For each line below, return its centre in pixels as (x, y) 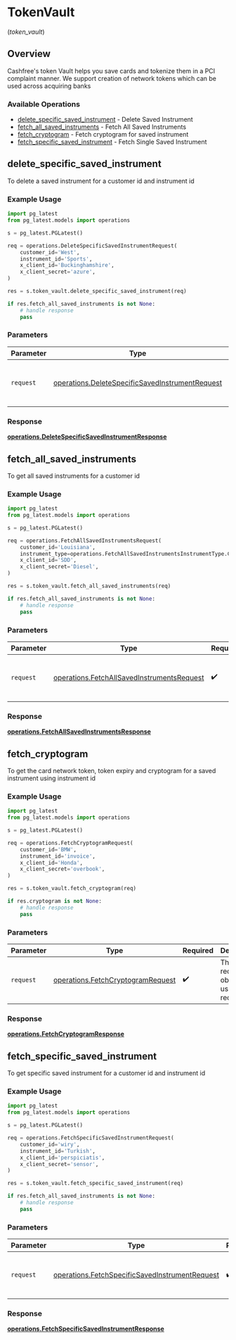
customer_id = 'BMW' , (48, 849)
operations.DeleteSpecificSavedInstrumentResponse (87, 437)
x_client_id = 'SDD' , (48, 561)
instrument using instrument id (52, 778)
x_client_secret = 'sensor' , (59, 1164)
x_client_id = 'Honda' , (51, 863)
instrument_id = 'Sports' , (56, 259)
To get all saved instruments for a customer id (74, 475)
